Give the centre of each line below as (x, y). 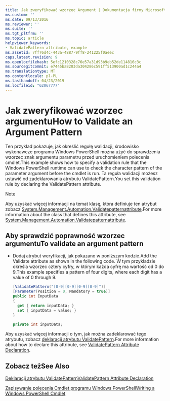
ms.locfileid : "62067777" (32, 85)
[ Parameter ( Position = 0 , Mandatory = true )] (61, 292)
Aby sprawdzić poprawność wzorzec (65, 236)
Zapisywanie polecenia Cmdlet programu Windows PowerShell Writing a (80, 388)
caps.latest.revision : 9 (31, 57)
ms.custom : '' (20, 15)
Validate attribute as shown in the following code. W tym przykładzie (84, 261)
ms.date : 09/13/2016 (27, 19)
